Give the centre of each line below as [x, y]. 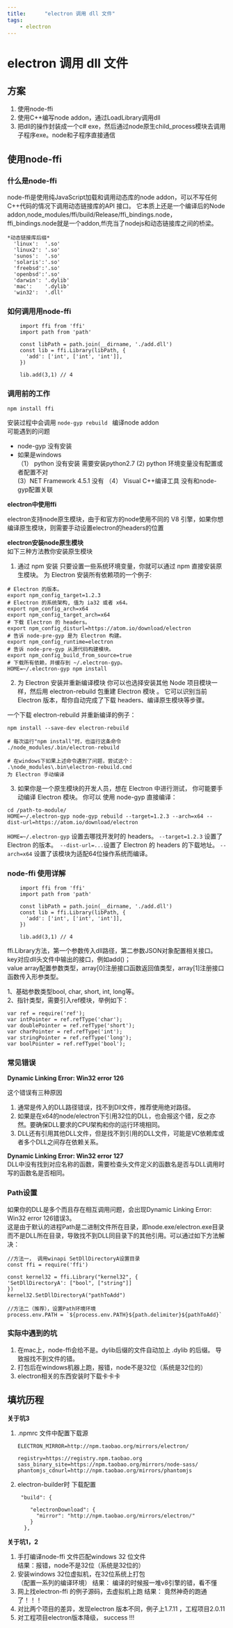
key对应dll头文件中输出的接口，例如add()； [69, 959]
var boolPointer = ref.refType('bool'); [67, 1044]
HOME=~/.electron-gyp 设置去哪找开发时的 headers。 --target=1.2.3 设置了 [115, 836]
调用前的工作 [29, 394]
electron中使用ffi [32, 504]
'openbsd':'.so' [37, 275]
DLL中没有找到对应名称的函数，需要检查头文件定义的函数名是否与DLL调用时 [116, 1164]
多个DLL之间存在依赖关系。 [63, 1142]
